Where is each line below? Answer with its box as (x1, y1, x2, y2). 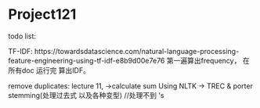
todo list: (8, 31, 37, 41)
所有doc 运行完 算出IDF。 (8, 65, 90, 75)
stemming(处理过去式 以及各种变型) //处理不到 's (8, 90, 164, 99)
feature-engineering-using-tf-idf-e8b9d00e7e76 (8, 56, 165, 65)
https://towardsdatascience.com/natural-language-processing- (34, 46, 240, 56)
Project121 (8, 5, 77, 23)
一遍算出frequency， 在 (173, 56, 250, 65)
